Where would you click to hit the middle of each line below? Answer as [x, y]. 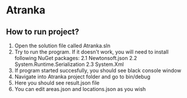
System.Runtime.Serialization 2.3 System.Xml [69, 64]
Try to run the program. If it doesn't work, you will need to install [91, 52]
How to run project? [43, 32]
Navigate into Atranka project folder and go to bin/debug [82, 77]
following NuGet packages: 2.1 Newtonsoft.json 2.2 [76, 58]
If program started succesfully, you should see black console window [98, 70]
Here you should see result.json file [57, 83]
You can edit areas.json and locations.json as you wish [80, 89]
